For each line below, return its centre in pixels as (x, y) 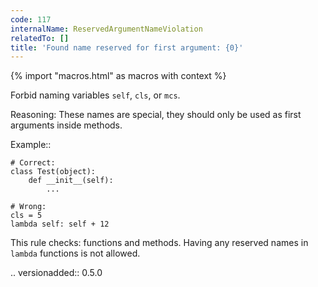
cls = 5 (26, 216)
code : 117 (31, 19)
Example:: (31, 145)
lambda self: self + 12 (60, 224)
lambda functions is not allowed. (75, 253)
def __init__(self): (71, 181)
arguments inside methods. (66, 125)
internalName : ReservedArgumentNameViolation (106, 29)
